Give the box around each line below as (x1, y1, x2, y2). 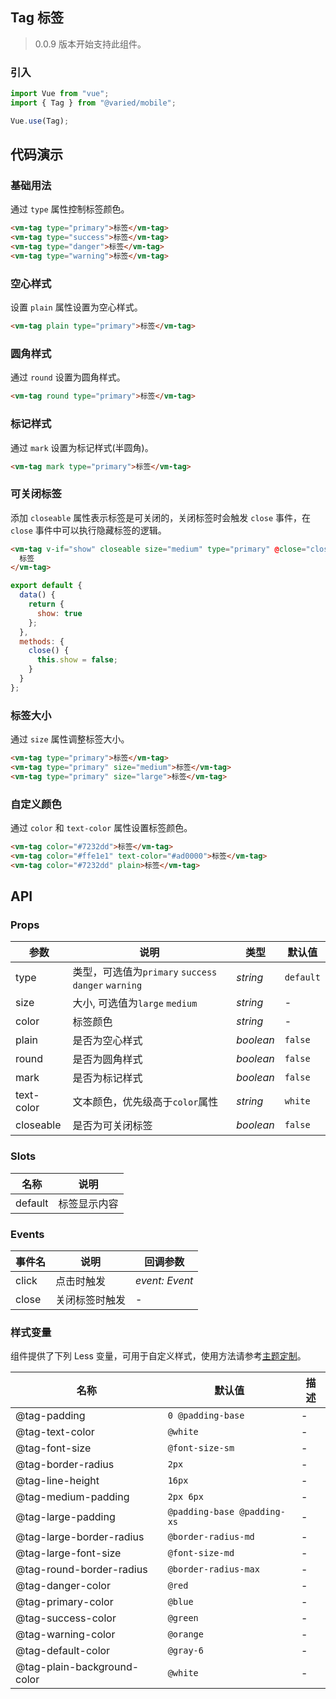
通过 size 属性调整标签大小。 (10, 733, 130, 745)
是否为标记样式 (72, 1071, 143, 1085)
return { (28, 599, 65, 610)
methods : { (19, 636, 65, 647)
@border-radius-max (167, 1564, 260, 1575)
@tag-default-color (15, 1644, 111, 1658)
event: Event (135, 1273, 194, 1287)
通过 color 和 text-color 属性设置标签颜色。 (10, 822, 193, 834)
